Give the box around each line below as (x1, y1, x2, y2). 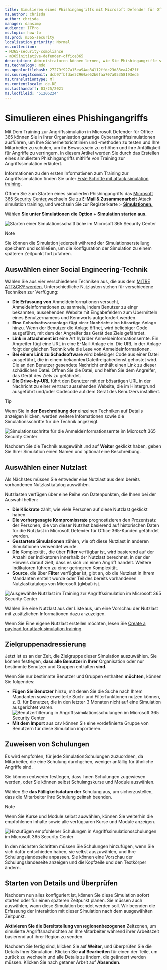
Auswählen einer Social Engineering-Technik (5, 265, 148, 274)
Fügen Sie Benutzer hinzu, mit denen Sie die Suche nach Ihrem (12, 688, 143, 694)
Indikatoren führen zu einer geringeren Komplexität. (12, 565, 118, 571)
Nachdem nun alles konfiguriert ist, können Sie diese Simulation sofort (5, 892, 149, 898)
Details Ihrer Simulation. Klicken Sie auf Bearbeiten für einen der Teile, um (5, 949, 158, 955)
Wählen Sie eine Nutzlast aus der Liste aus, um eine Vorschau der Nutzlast (5, 605, 158, 611)
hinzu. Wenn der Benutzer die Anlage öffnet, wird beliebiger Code (12, 325, 148, 331)
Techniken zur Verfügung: (5, 289, 59, 295)
